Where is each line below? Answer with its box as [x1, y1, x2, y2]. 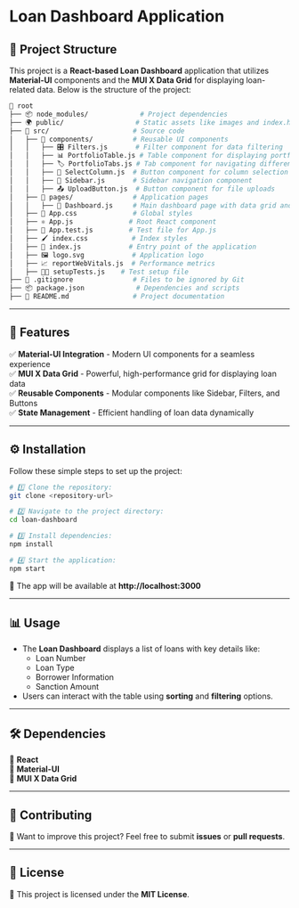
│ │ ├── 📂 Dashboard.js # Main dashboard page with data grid [9, 200, 277, 210]
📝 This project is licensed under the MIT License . [9, 888, 190, 899]
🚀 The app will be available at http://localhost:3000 [9, 580, 202, 591]
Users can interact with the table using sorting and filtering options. [21, 691, 273, 701]
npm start [9, 564, 46, 573]
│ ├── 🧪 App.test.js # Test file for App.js [9, 225, 217, 235]
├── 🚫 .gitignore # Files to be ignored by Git [9, 275, 245, 284]
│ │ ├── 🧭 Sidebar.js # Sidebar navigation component [9, 176, 253, 184]
